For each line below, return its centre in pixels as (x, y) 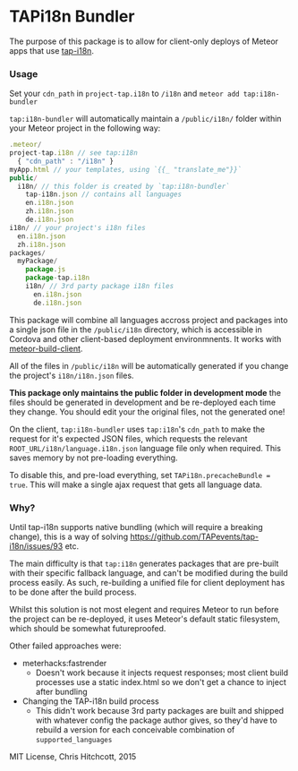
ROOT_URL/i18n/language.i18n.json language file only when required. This (145, 448)
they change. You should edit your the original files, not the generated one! (147, 411)
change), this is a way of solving (68, 537)
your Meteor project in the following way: (85, 128)
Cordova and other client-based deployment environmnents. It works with (145, 338)
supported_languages (74, 741)
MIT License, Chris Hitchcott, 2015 (73, 757)
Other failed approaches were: (66, 646)
